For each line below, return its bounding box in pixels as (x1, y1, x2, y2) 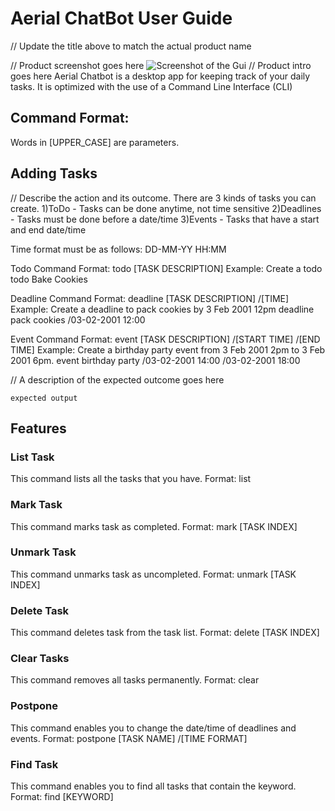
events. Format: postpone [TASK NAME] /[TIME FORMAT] (10, 732, 248, 744)
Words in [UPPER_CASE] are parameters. (10, 136, 180, 148)
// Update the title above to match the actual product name (10, 40, 252, 52)
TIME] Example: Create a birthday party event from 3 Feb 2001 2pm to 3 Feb (10, 343, 326, 356)
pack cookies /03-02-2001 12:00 (10, 313, 146, 326)
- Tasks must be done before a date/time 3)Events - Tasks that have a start (10, 213, 320, 225)
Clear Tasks (10, 652, 70, 666)
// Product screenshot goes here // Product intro (10, 59, 312, 71)
